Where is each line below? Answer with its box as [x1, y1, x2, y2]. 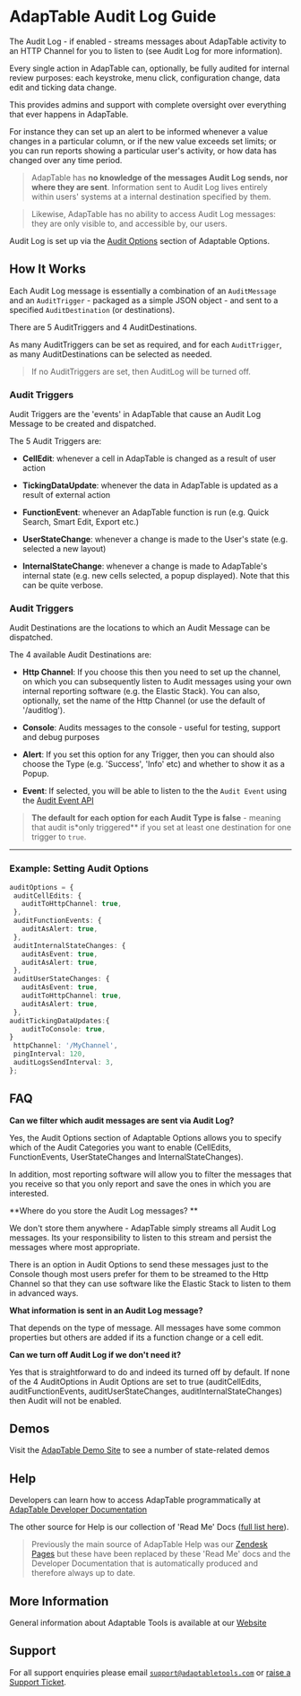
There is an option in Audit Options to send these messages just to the [9, 1258, 269, 1270]
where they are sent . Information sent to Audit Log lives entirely [30, 181, 269, 192]
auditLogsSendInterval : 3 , [13, 1058, 115, 1067]
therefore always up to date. [30, 1568, 136, 1579]
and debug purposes [21, 732, 100, 743]
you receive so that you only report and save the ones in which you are [9, 1178, 271, 1189]
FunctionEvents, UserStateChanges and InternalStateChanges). [9, 1151, 244, 1162]
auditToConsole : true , [21, 1024, 106, 1033]
